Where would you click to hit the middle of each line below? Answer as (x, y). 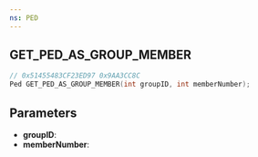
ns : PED (24, 18)
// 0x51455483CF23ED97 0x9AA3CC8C (75, 76)
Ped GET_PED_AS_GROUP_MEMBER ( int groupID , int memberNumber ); (130, 84)
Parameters (43, 113)
